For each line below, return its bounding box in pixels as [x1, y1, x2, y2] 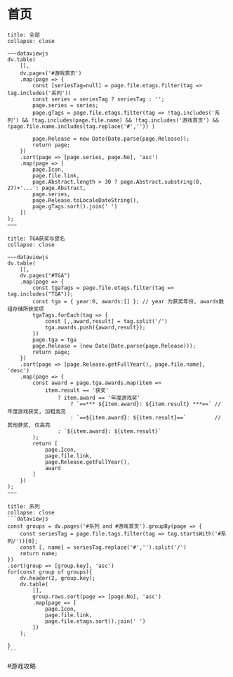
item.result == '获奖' [44, 386, 109, 394]
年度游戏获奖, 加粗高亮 [7, 407, 67, 415]
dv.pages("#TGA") [20, 272, 71, 279]
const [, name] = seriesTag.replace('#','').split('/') [20, 543, 187, 551]
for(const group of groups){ [7, 568, 93, 576]
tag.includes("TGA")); [7, 290, 74, 298]
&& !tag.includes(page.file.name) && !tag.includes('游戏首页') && [22, 117, 219, 124]
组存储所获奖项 [7, 305, 44, 312]
